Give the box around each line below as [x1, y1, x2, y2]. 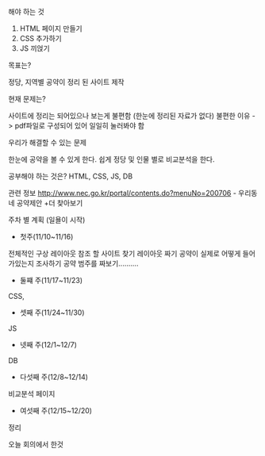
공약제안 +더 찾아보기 [16, 198, 83, 208]
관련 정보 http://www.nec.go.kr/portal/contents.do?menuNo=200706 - [8, 189, 236, 197]
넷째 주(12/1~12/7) [19, 340, 78, 349]
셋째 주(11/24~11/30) [19, 308, 85, 317]
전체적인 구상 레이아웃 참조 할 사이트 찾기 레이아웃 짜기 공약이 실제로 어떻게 [8, 249, 241, 258]
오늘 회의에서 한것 [8, 439, 63, 449]
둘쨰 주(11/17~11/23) [19, 276, 83, 285]
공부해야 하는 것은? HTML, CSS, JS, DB [8, 171, 133, 181]
